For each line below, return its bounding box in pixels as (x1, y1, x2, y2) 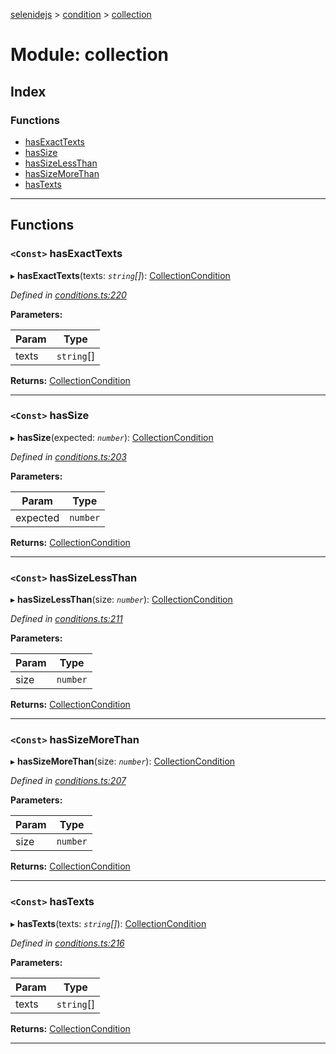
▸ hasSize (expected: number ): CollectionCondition (10, 431, 214, 443)
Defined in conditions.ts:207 (10, 775, 127, 787)
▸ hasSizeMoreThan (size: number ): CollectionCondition (10, 755, 236, 768)
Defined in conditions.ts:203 (10, 450, 127, 463)
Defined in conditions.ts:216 (10, 937, 125, 949)
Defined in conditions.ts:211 (10, 613, 123, 625)
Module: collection (10, 44, 170, 66)
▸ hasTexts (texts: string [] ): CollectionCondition (10, 917, 207, 929)
